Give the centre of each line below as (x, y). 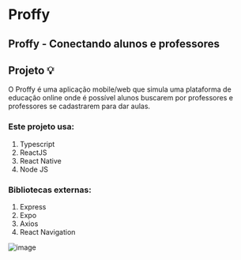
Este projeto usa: (41, 126)
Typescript (37, 144)
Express (33, 206)
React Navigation (47, 232)
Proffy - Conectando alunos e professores (114, 44)
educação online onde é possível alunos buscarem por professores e (120, 98)
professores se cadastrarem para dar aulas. (79, 106)
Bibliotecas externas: (50, 190)
